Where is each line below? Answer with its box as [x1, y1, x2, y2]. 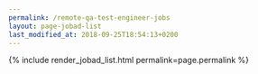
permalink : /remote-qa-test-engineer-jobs [8, 13, 170, 23]
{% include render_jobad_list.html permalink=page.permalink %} [8, 55, 250, 66]
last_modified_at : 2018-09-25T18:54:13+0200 [8, 30, 179, 39]
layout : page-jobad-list [8, 22, 102, 31]
